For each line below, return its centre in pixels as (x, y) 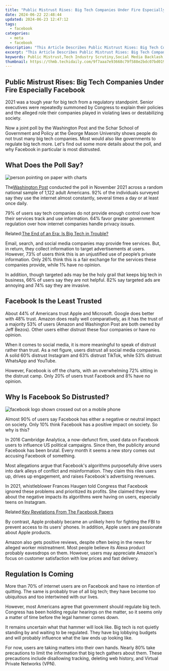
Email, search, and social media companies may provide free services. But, (83, 243)
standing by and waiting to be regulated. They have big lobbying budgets (81, 633)
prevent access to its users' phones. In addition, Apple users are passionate (84, 527)
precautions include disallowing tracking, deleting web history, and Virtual (82, 658)
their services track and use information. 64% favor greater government (80, 218)
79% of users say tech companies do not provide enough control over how (83, 213)
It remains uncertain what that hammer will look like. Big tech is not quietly (82, 627)
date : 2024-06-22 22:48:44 (33, 15)
